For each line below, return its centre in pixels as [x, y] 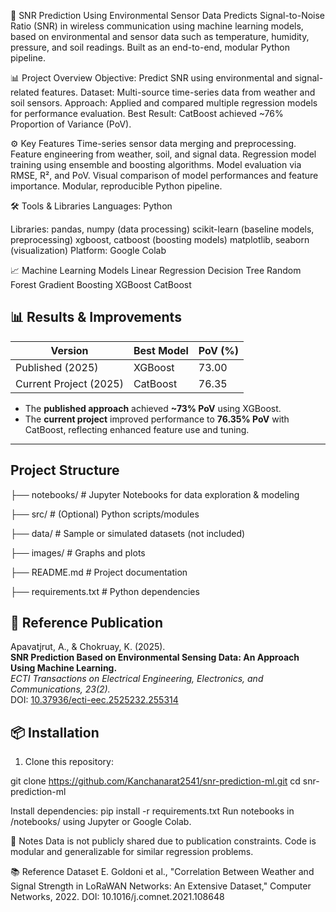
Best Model [161, 350]
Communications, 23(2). [60, 689]
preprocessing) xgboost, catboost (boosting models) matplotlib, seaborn [160, 239]
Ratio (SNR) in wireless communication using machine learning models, [157, 26]
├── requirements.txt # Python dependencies [105, 591]
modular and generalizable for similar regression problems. [132, 852]
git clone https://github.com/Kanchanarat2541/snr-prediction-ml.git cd [155, 781]
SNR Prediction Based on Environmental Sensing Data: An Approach [155, 657]
